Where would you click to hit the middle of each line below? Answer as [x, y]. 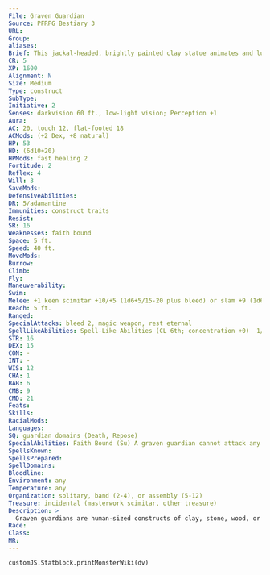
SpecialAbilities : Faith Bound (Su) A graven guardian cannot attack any [135, 443]
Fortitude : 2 [30, 166]
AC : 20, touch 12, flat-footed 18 [66, 128]
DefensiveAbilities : [43, 196]
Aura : [17, 121]
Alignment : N [30, 76]
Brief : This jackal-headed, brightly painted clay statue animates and [131, 53]
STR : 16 [21, 338]
